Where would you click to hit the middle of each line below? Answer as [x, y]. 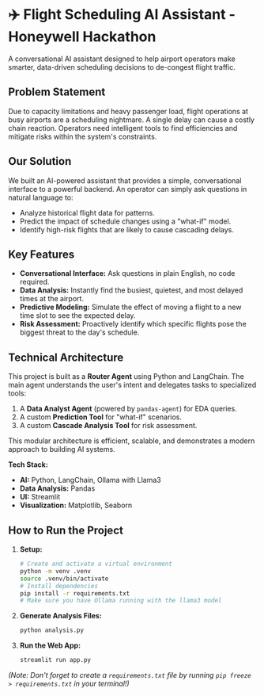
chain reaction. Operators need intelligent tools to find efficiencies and [123, 128]
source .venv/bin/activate [64, 579]
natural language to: [41, 197]
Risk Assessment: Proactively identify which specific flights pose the [133, 324]
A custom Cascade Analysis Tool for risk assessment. [108, 426]
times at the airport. [52, 299]
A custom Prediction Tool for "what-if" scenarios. [101, 417]
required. [34, 282]
